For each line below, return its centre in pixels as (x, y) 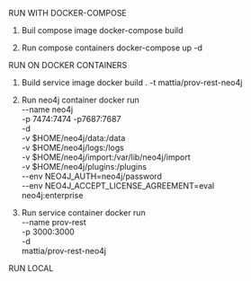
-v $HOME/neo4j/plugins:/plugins (84, 167)
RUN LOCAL (31, 268)
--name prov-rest (54, 222)
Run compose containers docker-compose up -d (112, 48)
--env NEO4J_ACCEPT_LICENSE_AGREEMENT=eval (118, 186)
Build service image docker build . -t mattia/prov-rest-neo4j (132, 83)
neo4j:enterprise (52, 195)
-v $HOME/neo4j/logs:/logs (73, 148)
